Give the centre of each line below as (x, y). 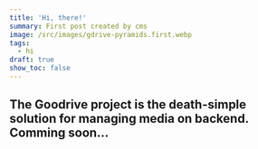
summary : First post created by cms (78, 26)
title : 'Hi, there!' (48, 18)
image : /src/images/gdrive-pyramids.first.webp (101, 34)
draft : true (32, 60)
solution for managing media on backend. (129, 119)
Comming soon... (59, 133)
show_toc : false (40, 69)
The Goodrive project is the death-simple (128, 105)
